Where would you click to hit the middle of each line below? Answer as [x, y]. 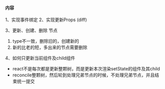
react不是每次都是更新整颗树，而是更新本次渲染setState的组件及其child [86, 69]
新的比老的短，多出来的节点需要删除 [50, 47]
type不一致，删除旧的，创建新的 [46, 41]
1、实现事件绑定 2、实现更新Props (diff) [46, 20]
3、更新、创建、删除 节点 [31, 31]
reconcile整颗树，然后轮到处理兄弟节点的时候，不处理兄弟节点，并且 [84, 75]
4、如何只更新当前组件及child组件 [40, 58]
